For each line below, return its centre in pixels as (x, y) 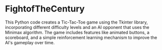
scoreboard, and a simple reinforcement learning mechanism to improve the (81, 37)
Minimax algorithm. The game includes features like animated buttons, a (77, 32)
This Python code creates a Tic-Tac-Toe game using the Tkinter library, (77, 22)
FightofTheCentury (45, 9)
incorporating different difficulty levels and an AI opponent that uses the (77, 27)
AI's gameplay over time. (30, 42)
